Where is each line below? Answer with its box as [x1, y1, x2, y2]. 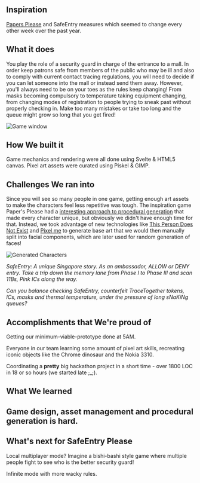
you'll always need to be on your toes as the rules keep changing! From [6, 85, 182, 93]
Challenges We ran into [6, 179, 95, 189]
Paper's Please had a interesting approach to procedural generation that [6, 208, 184, 215]
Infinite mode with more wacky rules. [6, 470, 97, 477]
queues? [6, 300, 27, 307]
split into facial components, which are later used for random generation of [6, 233, 190, 241]
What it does [6, 44, 55, 54]
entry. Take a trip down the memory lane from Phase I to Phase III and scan [6, 269, 193, 277]
